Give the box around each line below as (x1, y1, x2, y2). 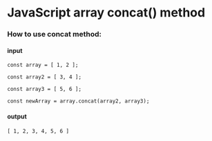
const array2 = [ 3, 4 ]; (7, 74, 81, 80)
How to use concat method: (7, 30, 102, 39)
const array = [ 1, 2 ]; (7, 62, 79, 69)
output (7, 112, 28, 120)
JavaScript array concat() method (7, 5, 206, 21)
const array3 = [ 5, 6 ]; (7, 86, 81, 93)
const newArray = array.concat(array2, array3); (7, 98, 150, 105)
